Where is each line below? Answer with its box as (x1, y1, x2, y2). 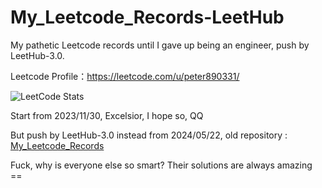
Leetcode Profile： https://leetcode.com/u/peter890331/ (10, 70, 240, 82)
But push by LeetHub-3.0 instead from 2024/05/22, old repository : (10, 129, 288, 141)
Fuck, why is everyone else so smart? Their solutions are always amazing (10, 159, 313, 171)
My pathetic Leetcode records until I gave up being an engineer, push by (10, 39, 310, 51)
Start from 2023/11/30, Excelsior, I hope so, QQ (10, 109, 204, 121)
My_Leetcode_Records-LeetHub (10, 6, 285, 29)
